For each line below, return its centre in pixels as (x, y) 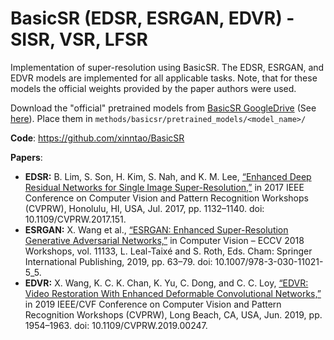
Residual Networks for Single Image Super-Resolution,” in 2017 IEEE (164, 187)
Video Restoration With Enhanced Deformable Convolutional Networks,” (173, 293)
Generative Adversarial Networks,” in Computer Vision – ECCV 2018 (164, 240)
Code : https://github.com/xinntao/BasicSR (97, 138)
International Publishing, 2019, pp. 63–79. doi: (118, 261)
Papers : (26, 157)
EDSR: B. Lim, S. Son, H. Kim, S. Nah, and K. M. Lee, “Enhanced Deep (168, 176)
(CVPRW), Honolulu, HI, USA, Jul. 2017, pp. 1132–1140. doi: (144, 208)
